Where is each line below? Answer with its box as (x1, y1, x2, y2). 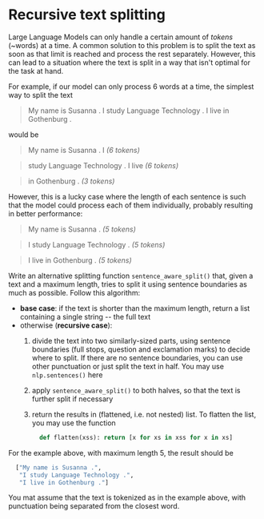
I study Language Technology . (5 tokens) (27, 239, 166, 249)
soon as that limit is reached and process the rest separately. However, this (8, 49, 256, 58)
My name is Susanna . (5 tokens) (27, 224, 136, 234)
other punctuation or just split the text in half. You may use (31, 361, 224, 371)
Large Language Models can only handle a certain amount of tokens (8, 32, 234, 42)
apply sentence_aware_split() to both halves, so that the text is (31, 385, 241, 395)
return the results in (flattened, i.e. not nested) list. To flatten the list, (31, 409, 257, 419)
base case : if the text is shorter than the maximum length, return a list (19, 303, 250, 313)
